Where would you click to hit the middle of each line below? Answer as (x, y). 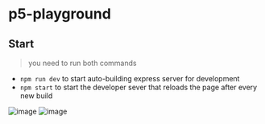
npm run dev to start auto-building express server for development (130, 79)
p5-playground (60, 14)
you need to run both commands (82, 63)
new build (36, 96)
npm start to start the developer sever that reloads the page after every (139, 87)
